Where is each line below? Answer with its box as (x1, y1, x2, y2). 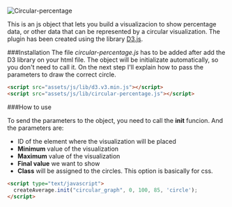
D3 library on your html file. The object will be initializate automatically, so (7, 56, 219, 64)
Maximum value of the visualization (17, 151, 121, 160)
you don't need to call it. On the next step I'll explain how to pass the (7, 63, 204, 71)
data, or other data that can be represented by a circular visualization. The (7, 28, 221, 35)
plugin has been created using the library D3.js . (7, 35, 144, 43)
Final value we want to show (17, 159, 100, 167)
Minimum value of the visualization (17, 144, 119, 153)
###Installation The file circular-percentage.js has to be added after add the (7, 49, 226, 56)
